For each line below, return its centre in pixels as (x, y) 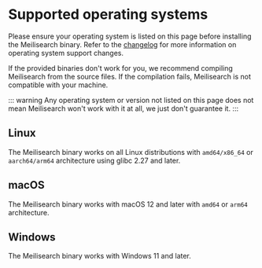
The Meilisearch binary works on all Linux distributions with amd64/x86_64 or (131, 152)
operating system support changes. (66, 53)
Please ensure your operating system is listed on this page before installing (130, 36)
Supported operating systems (108, 15)
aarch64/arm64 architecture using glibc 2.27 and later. (94, 160)
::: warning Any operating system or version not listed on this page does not (131, 100)
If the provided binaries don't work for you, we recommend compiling (121, 68)
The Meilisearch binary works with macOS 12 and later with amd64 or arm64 (128, 204)
